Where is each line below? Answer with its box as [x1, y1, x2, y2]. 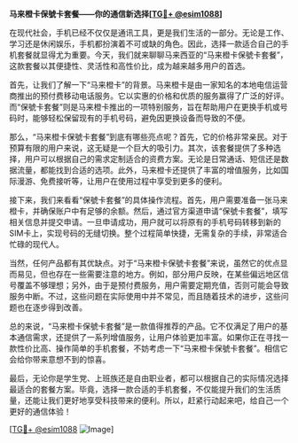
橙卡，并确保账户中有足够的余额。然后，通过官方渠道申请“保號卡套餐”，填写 [9, 206, 288, 216]
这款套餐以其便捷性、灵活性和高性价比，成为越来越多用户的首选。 [9, 61, 250, 71]
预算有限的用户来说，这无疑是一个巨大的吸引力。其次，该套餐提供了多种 [9, 143, 273, 153]
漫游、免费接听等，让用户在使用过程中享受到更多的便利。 [16, 176, 227, 186]
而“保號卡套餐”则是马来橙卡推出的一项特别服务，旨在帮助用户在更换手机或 [9, 102, 281, 112]
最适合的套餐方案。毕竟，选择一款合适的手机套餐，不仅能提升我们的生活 [9, 385, 273, 394]
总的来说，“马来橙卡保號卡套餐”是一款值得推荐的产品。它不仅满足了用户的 [9, 321, 281, 331]
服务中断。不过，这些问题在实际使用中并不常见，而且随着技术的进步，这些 [9, 291, 281, 301]
